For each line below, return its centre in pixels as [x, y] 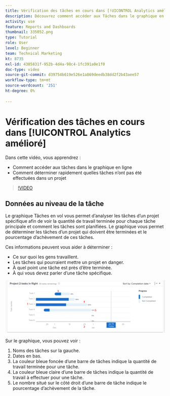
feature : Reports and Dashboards [40, 27]
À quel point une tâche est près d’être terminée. [62, 268]
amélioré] [26, 143]
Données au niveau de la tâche [55, 203]
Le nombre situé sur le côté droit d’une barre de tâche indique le [79, 383]
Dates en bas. [27, 356]
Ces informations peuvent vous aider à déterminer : [59, 247]
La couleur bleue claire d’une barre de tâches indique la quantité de [83, 372]
